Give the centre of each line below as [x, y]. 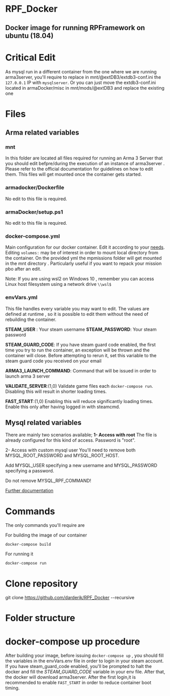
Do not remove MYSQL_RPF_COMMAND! [48, 481]
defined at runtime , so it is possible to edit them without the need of [77, 314]
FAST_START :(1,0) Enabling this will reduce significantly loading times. [79, 401]
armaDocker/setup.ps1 [34, 212]
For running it [19, 554]
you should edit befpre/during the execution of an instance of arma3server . [85, 164]
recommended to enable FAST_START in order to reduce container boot [78, 683]
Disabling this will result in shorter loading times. [56, 391]
